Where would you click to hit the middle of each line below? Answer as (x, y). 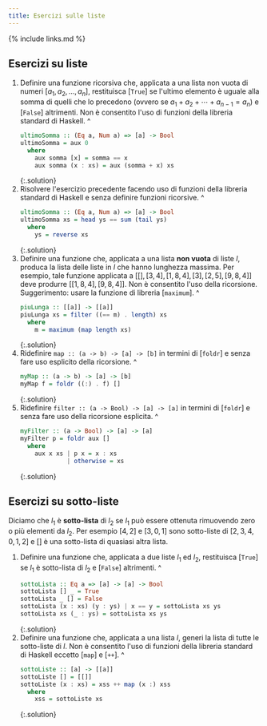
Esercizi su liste (48, 64)
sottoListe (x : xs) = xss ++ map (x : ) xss (95, 684)
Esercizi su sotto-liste (64, 501)
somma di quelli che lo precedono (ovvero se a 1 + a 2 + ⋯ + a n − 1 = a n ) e (139, 103)
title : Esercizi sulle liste (57, 16)
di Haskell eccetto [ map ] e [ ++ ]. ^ (72, 655)
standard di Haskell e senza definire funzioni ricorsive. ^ (112, 198)
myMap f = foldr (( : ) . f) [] (70, 384)
